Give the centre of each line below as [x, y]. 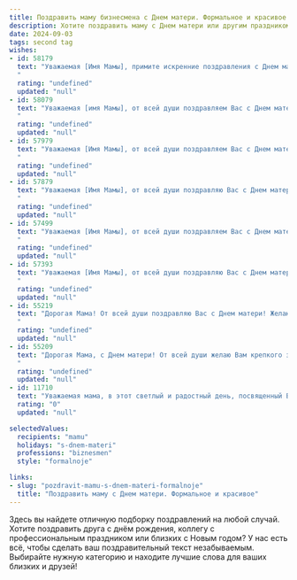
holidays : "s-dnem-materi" [67, 445]
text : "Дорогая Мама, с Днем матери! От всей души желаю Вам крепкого [150, 355]
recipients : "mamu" [53, 437]
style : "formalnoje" [55, 461]
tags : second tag [41, 42]
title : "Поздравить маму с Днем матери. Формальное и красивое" [138, 494]
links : [21, 478]
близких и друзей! [43, 566]
